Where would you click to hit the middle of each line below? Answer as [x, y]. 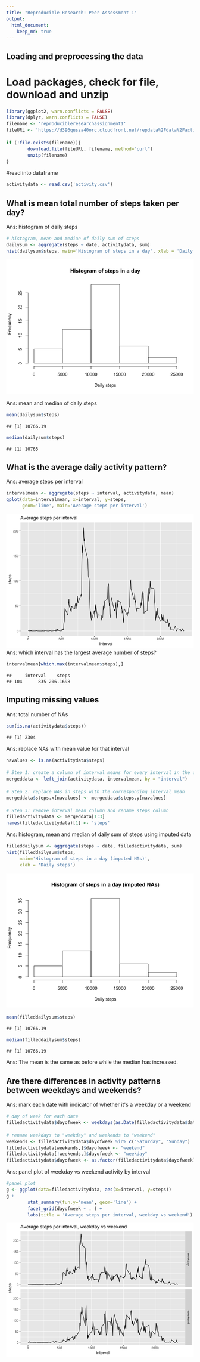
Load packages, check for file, [82, 82]
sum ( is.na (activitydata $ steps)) [46, 726]
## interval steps [38, 676]
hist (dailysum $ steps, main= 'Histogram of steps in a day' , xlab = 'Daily [100, 251]
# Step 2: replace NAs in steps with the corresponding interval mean [96, 791]
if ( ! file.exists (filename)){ [44, 143]
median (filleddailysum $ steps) [44, 1040]
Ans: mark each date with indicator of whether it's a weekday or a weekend [99, 1105]
